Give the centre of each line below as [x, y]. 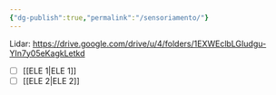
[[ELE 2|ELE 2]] [51, 81]
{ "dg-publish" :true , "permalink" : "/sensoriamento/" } [109, 18]
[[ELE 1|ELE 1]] [49, 71]
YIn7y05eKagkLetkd [47, 53]
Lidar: [20, 43]
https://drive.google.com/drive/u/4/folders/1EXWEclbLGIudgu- [149, 43]
